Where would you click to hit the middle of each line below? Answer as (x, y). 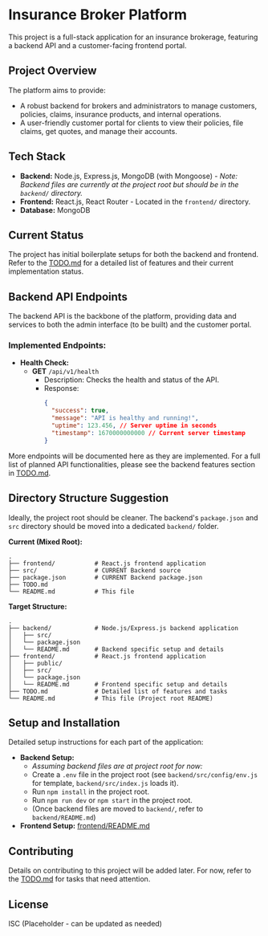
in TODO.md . (30, 473)
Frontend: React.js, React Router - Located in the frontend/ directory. (135, 201)
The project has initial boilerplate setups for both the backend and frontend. (134, 254)
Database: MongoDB (55, 210)
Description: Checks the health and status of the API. (132, 380)
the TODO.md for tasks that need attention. (79, 879)
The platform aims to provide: (57, 90)
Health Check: (45, 363)
